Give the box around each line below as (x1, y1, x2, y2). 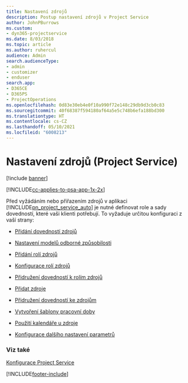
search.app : (6, 80, 35, 86)
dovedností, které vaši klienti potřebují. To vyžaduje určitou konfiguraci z (6, 210, 183, 217)
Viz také (6, 345, 31, 353)
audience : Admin (6, 53, 46, 59)
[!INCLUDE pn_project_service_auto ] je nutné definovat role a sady (6, 203, 167, 210)
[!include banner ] (6, 174, 48, 181)
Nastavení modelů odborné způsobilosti (14, 239, 112, 246)
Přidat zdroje (14, 285, 46, 292)
